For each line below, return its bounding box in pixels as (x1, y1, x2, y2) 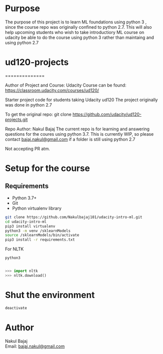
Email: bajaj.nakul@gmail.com (5, 343, 65, 349)
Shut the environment (5, 289, 95, 301)
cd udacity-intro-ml (5, 219, 47, 224)
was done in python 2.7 (5, 102, 52, 107)
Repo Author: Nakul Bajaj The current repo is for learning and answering (5, 126, 150, 132)
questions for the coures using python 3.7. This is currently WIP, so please (5, 131, 154, 137)
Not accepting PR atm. (5, 145, 50, 151)
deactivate (5, 305, 27, 310)
